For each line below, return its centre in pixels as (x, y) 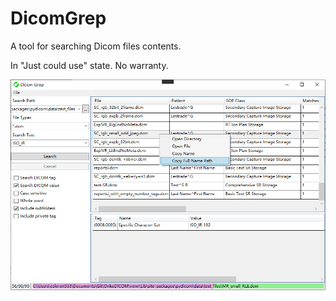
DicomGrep (58, 18)
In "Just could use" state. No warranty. (89, 65)
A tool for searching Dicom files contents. (96, 46)
